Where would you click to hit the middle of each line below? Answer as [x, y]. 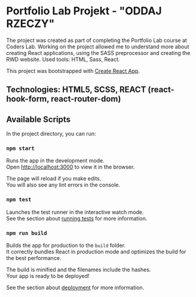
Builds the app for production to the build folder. [66, 246]
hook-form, [28, 99]
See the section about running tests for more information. [77, 218]
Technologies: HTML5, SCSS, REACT [76, 90]
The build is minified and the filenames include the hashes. [79, 270]
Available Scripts [38, 119]
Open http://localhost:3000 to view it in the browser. [71, 167]
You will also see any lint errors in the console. [63, 185]
